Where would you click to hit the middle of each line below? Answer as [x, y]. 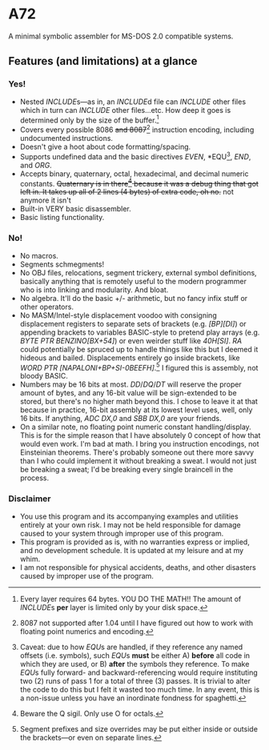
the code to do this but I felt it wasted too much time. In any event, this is [140, 689]
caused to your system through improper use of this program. [122, 533]
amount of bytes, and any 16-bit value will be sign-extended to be [128, 393]
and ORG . [36, 165]
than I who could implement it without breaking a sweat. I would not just [138, 461]
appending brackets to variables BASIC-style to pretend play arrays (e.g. [140, 332]
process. [34, 478]
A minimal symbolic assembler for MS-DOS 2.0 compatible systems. [121, 36]
